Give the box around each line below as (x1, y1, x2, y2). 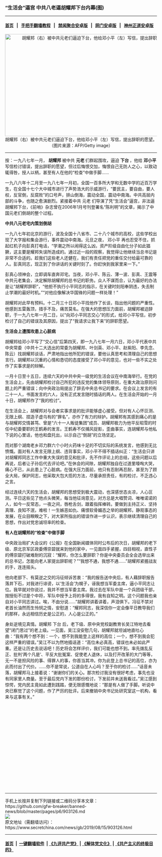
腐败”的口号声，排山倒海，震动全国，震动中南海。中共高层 (34, 192, 151, 197)
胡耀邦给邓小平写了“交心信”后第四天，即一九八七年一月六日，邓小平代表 (5, 339, 148, 344)
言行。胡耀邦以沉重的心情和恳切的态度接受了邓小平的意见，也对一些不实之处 (5, 356, 157, 362)
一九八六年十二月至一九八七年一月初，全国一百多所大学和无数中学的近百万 (5, 179, 153, 185)
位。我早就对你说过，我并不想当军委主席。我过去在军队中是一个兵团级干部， (5, 586, 157, 592)
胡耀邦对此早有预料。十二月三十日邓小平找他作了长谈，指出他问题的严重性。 (5, 300, 157, 306)
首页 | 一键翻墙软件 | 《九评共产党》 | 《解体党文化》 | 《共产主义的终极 (5, 841, 149, 847)
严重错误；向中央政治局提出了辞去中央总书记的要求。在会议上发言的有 (17, 385, 157, 391)
